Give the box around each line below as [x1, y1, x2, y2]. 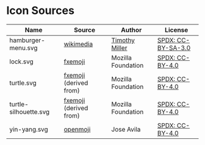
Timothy [111, 36, 135, 44]
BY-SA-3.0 [157, 43, 191, 52]
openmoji [63, 125, 91, 133]
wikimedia [63, 40, 93, 48]
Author [121, 26, 142, 34]
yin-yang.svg [9, 125, 49, 133]
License [164, 26, 189, 34]
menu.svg [9, 43, 38, 52]
